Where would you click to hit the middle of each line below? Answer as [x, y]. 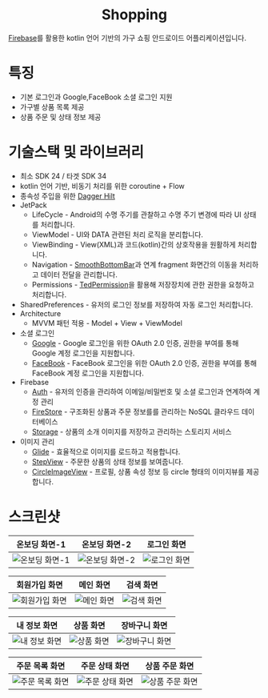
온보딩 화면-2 [106, 544]
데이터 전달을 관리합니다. [79, 275]
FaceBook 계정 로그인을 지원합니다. [88, 373]
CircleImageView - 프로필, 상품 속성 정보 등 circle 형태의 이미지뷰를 [138, 471]
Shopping [134, 15]
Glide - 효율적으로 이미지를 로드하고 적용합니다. [106, 451]
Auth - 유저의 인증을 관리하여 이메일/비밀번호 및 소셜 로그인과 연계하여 [142, 391]
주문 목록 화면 [41, 666]
